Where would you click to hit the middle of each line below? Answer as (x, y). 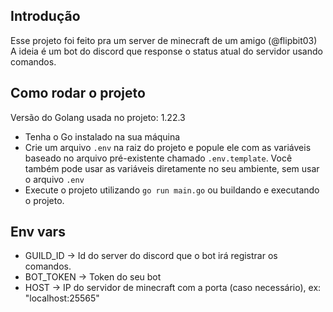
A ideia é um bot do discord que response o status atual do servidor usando (166, 51)
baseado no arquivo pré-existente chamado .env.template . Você (158, 158)
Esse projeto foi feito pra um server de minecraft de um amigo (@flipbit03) (164, 40)
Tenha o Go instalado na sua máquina (102, 136)
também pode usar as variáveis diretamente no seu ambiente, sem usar (172, 168)
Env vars (38, 232)
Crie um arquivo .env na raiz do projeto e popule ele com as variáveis (168, 147)
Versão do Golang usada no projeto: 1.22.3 (98, 117)
